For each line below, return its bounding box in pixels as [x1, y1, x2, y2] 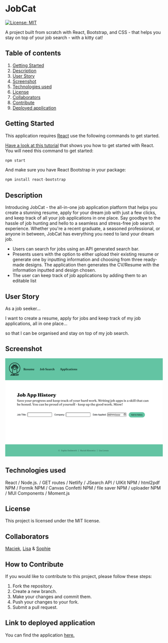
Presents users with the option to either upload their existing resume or [12, 251, 159, 257]
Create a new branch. [12, 588, 57, 594]
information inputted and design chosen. [12, 267, 96, 273]
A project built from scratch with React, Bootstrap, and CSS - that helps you [5, 29, 161, 35]
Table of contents [5, 49, 61, 57]
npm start [5, 158, 26, 163]
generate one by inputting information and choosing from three [12, 256, 142, 262]
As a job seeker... [5, 305, 41, 311]
